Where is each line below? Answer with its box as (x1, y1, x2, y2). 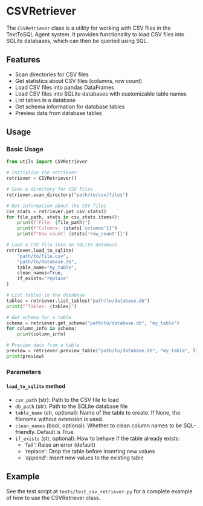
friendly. (14, 428, 36, 435)
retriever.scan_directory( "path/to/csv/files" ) (6, 192, 129, 198)
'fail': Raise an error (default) (24, 441, 95, 448)
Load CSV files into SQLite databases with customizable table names (14, 90, 187, 97)
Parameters (6, 367, 41, 376)
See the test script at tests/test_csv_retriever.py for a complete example (6, 487, 193, 494)
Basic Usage (6, 145, 44, 154)
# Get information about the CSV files (6, 203, 107, 209)
